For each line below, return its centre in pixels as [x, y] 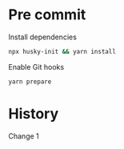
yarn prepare [30, 82]
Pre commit [47, 15]
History [34, 113]
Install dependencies [43, 37]
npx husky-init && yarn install [62, 51]
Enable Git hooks [36, 66]
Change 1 [24, 136]
